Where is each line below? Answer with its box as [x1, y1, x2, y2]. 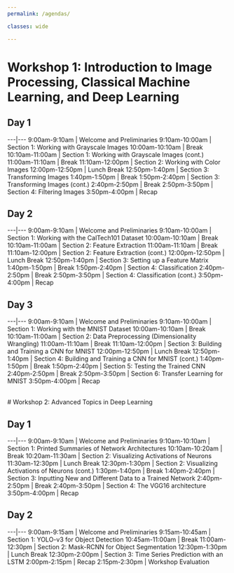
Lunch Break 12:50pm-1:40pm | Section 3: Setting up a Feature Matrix [7, 256, 209, 265]
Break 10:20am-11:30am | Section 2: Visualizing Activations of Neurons [7, 451, 212, 460]
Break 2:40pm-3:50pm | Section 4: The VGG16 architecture [34, 481, 207, 490]
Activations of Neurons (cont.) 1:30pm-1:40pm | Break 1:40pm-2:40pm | [7, 467, 215, 475]
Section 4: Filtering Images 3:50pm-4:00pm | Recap [7, 187, 158, 196]
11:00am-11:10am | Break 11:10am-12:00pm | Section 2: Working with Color [7, 158, 221, 166]
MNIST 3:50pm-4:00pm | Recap [7, 377, 100, 385]
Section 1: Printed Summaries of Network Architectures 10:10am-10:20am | [7, 444, 223, 453]
